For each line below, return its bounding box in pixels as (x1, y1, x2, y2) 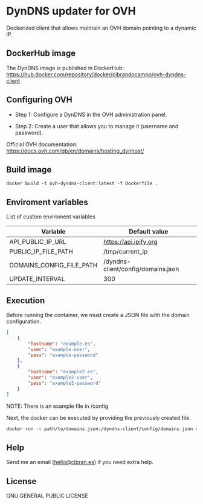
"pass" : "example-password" (28, 352, 98, 358)
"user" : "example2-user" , (28, 375, 94, 381)
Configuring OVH (6, 95, 72, 105)
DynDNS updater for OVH (6, 4, 136, 18)
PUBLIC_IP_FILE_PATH (9, 247, 74, 256)
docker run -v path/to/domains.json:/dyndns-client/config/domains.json (6, 425, 193, 432)
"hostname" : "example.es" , (28, 341, 96, 347)
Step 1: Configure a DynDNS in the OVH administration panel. (14, 111, 167, 118)
